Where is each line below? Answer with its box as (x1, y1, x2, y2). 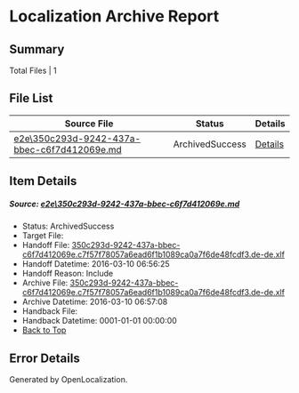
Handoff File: (21, 240, 70, 251)
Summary (9, 42, 65, 57)
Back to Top (21, 325, 67, 335)
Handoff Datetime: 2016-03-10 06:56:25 (21, 259, 170, 269)
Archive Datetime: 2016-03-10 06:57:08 (21, 296, 168, 308)
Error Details (9, 350, 80, 365)
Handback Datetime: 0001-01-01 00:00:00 (21, 316, 178, 326)
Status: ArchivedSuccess (21, 221, 115, 232)
